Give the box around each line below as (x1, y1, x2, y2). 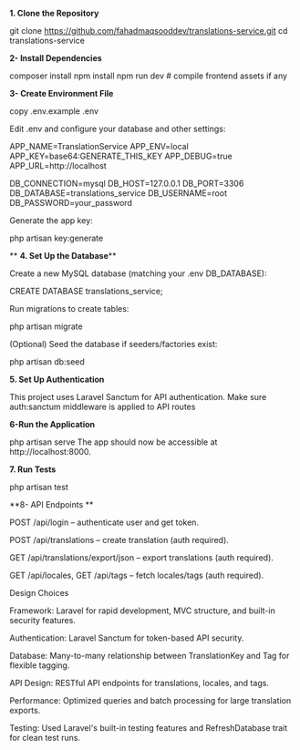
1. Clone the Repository (9, 8, 99, 18)
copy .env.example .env (9, 106, 98, 117)
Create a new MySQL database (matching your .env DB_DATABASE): (9, 268, 267, 279)
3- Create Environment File (9, 88, 114, 98)
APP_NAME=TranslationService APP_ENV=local (9, 141, 189, 151)
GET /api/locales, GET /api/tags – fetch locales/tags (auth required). (9, 570, 264, 580)
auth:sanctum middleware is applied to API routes (9, 401, 196, 412)
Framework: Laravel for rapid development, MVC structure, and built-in (9, 605, 275, 616)
